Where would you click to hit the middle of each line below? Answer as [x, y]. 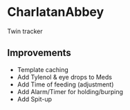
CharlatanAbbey [56, 12]
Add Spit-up [35, 99]
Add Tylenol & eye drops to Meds [65, 77]
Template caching [43, 69]
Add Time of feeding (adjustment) [65, 84]
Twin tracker [25, 31]
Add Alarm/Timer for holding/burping [70, 91]
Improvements [39, 53]
